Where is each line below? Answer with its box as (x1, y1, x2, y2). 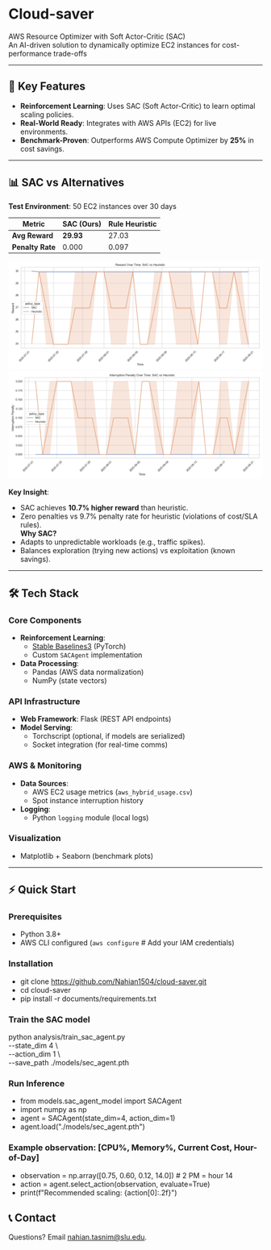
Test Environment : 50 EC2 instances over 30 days (8, 201, 177, 210)
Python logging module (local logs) (31, 812, 149, 823)
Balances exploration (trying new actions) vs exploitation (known (19, 546, 236, 556)
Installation (8, 958, 54, 969)
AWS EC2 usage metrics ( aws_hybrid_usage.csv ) (31, 787, 194, 797)
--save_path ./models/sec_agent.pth (8, 1058, 130, 1068)
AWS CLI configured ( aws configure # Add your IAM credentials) (19, 938, 236, 948)
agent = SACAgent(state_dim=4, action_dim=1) (19, 1114, 176, 1123)
